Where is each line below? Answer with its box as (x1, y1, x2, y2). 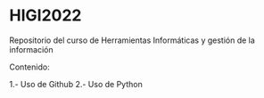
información (9, 44, 54, 54)
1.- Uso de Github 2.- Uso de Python (9, 78, 143, 89)
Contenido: (9, 61, 51, 72)
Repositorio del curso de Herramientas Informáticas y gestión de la (9, 35, 256, 45)
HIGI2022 (9, 5, 82, 26)
